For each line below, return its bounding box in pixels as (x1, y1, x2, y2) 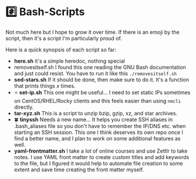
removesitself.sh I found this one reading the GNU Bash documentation (13, 63, 186, 71)
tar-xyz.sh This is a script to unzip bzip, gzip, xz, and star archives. (13, 109, 178, 116)
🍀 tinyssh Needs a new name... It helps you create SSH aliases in (13, 116, 173, 123)
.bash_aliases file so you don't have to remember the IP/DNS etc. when (13, 122, 186, 129)
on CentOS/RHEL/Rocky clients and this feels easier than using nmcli (13, 97, 181, 104)
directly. (13, 104, 34, 111)
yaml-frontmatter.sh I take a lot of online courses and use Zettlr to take (13, 147, 188, 154)
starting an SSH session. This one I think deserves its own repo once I (13, 129, 183, 136)
